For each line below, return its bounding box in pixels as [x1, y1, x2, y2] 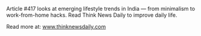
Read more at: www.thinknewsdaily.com [6, 23, 106, 30]
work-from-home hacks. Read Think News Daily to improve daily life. [6, 11, 177, 19]
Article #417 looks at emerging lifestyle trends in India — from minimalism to [6, 5, 195, 12]
